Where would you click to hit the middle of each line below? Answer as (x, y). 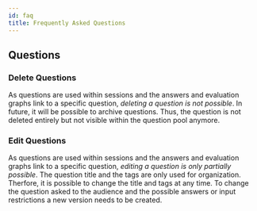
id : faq (21, 15)
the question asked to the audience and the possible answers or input (122, 192)
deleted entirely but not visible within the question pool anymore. (114, 121)
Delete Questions (42, 78)
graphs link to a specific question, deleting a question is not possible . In (125, 103)
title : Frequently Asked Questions (67, 23)
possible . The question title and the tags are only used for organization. (125, 175)
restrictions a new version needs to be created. (85, 200)
